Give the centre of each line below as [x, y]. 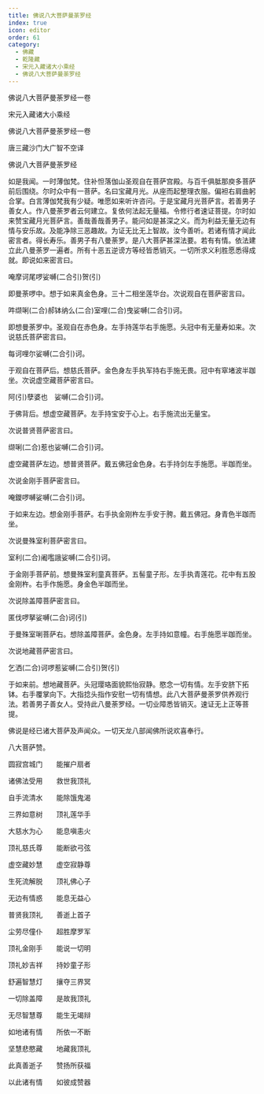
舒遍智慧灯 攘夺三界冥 [49, 981]
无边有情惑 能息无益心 [49, 898]
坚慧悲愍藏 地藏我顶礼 [49, 1048]
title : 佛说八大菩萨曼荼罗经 [50, 15]
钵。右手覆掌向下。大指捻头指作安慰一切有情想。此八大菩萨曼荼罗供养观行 [128, 694]
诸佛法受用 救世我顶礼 [49, 781]
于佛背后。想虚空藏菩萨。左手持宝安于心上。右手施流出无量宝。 [111, 413]
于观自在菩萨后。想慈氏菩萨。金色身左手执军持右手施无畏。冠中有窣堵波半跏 [132, 370]
